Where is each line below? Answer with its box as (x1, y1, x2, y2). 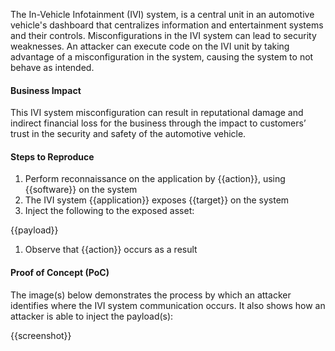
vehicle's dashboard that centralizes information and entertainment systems (10, 19, 324, 31)
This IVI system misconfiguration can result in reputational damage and (10, 107, 304, 119)
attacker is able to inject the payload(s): (10, 310, 174, 322)
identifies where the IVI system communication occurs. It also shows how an (10, 299, 326, 311)
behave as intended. (10, 62, 95, 73)
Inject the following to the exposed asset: (24, 205, 195, 217)
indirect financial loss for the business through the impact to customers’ (10, 117, 307, 129)
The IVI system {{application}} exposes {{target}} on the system (24, 194, 290, 206)
